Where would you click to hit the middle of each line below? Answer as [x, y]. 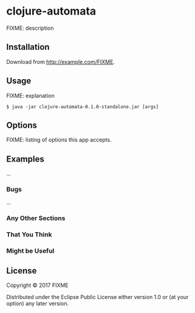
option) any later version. [37, 304]
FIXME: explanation [30, 95]
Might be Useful [30, 251]
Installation [28, 47]
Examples [25, 159]
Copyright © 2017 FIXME [37, 285]
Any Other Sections [36, 218]
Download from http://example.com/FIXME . [61, 61]
